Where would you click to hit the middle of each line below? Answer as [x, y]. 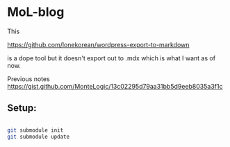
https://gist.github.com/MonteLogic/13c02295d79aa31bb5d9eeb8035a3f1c [115, 86]
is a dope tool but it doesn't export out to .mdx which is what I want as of [112, 58]
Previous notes [28, 79]
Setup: [22, 108]
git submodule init [35, 130]
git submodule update [39, 137]
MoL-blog [36, 12]
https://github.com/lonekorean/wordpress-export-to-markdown [98, 44]
